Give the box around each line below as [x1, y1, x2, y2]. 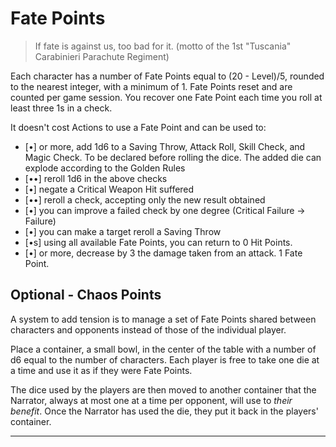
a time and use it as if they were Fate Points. [10, 364, 193, 376]
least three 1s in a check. [10, 102, 113, 114]
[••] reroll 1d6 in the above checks [24, 172, 168, 184]
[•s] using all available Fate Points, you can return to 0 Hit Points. [24, 236, 293, 248]
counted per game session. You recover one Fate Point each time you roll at [10, 91, 323, 103]
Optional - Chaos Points [10, 287, 162, 304]
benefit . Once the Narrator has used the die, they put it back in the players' [10, 405, 319, 417]
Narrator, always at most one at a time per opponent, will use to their [10, 394, 293, 406]
